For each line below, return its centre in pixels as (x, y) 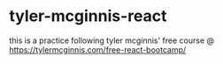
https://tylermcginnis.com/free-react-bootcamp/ (98, 49)
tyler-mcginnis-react (88, 16)
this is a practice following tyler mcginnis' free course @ (112, 40)
